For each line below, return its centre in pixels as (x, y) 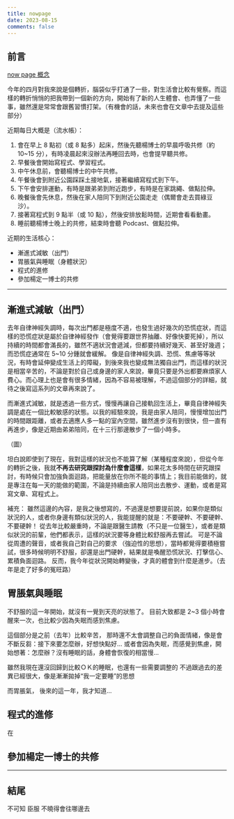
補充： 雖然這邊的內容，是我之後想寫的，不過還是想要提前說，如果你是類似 (115, 508)
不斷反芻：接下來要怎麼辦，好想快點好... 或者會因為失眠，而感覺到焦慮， (111, 644)
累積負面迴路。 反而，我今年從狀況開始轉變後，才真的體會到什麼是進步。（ (113, 560)
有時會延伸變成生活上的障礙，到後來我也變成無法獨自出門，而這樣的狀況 (123, 362)
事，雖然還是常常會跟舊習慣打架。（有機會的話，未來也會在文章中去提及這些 (116, 107)
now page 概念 (29, 74)
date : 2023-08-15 (32, 20)
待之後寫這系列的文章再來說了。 (53, 388)
